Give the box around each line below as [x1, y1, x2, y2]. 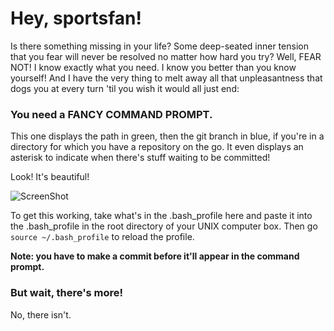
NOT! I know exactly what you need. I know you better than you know [10, 61, 297, 73]
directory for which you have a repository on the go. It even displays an [10, 141, 304, 153]
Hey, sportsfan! [10, 7, 142, 30]
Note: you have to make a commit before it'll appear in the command [10, 250, 300, 262]
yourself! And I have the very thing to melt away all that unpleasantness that [10, 72, 323, 84]
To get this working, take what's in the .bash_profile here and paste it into [10, 210, 313, 222]
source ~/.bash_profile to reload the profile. [10, 231, 195, 243]
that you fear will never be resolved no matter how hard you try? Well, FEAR [10, 50, 322, 62]
